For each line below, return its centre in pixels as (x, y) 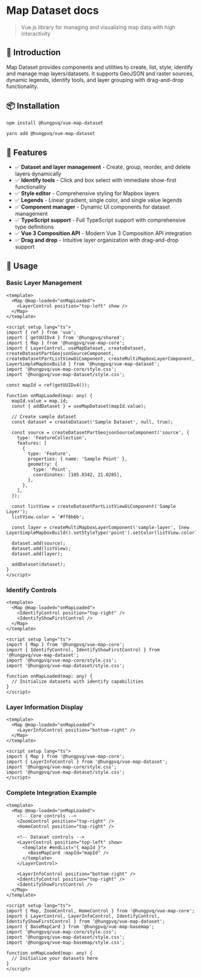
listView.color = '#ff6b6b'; (48, 517)
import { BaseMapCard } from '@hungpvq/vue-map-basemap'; (80, 926)
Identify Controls (32, 590)
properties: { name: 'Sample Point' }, (78, 459)
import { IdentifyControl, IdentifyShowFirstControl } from (83, 650)
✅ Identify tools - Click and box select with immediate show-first (96, 180)
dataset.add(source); (39, 543)
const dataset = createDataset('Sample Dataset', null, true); (92, 422)
